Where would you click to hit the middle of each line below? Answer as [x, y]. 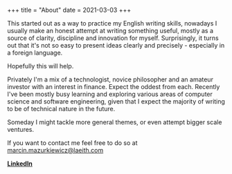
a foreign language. [35, 52]
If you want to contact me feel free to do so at [72, 143]
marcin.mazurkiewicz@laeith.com [55, 150]
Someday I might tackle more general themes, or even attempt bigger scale [115, 122]
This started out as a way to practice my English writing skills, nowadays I [112, 23]
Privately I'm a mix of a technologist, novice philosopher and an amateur [110, 79]
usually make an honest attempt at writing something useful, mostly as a [110, 31]
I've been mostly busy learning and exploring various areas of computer [110, 94]
